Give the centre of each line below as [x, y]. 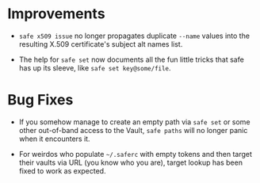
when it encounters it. [54, 139]
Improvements [56, 14]
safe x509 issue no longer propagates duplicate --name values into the [134, 36]
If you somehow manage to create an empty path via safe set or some [134, 122]
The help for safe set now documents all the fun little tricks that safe [132, 59]
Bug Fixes [40, 100]
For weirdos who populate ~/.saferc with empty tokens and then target [136, 154]
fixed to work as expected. [62, 170]
